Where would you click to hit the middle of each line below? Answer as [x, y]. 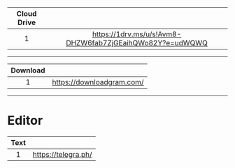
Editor [25, 121]
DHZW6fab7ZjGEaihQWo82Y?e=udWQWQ [137, 43]
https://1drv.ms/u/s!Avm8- [137, 34]
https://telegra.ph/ [62, 154]
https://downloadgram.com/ [98, 82]
